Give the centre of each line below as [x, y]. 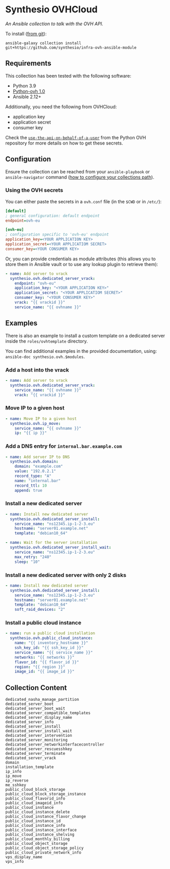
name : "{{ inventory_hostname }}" [51, 643]
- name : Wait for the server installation [51, 543]
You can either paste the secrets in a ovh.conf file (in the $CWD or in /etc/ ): [83, 201]
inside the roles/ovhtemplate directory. [47, 341]
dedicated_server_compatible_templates [48, 713]
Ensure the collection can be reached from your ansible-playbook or [78, 171]
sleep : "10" [27, 562]
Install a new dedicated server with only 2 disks [66, 575]
